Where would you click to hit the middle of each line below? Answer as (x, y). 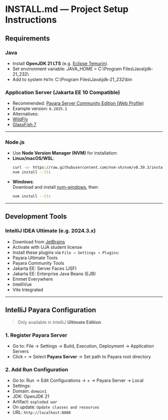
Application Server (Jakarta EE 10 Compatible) (62, 92)
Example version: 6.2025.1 (40, 109)
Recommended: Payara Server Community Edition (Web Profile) (78, 103)
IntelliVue (22, 284)
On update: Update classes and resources (56, 407)
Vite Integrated (28, 289)
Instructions (31, 20)
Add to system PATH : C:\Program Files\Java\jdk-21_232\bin (72, 79)
